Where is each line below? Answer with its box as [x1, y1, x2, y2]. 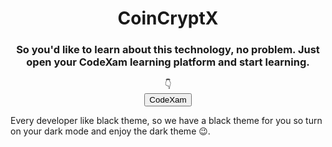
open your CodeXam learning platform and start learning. [26, 55, 310, 69]
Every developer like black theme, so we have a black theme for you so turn [10, 115, 323, 127]
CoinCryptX [117, 7, 219, 30]
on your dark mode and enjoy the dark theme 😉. [10, 125, 211, 137]
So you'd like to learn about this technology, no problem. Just [16, 43, 320, 57]
